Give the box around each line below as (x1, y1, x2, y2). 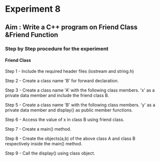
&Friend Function (5, 30, 59, 39)
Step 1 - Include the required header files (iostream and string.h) (5, 68, 134, 74)
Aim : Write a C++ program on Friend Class (5, 23, 138, 31)
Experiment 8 (5, 3, 61, 15)
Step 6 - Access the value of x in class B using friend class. (5, 116, 124, 122)
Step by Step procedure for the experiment (5, 45, 109, 52)
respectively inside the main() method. (5, 140, 82, 146)
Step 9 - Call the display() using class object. (5, 150, 95, 156)
